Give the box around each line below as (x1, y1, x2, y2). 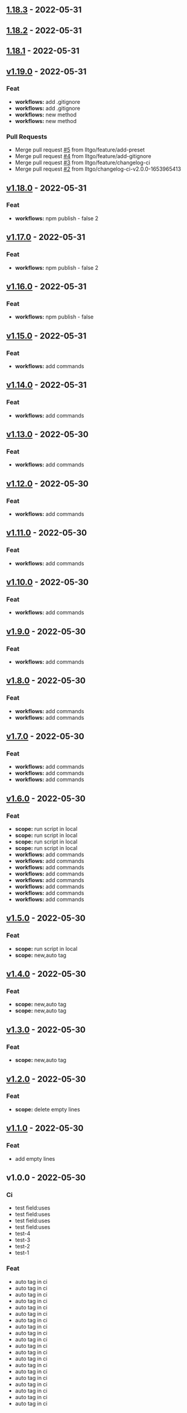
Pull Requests (6, 132, 48, 141)
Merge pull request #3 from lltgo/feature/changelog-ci (14, 159, 151, 167)
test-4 (14, 1230, 31, 1237)
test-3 (14, 1236, 31, 1243)
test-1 (14, 1249, 30, 1257)
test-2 (14, 1243, 30, 1250)
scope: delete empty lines (14, 1105, 80, 1113)
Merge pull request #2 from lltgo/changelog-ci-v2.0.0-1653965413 (14, 165, 182, 173)
